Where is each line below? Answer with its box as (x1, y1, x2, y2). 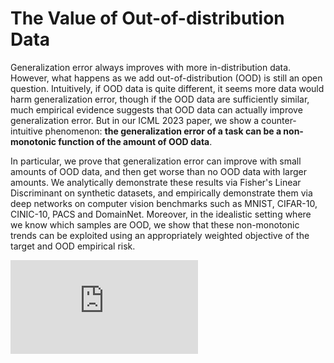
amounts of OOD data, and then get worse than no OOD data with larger (10, 165, 308, 177)
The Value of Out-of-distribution (10, 7, 285, 30)
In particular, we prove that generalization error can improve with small (10, 155, 302, 167)
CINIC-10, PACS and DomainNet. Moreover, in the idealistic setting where (10, 208, 312, 220)
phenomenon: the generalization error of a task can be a (44, 125, 282, 137)
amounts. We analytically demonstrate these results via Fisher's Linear (10, 176, 302, 188)
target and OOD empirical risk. (10, 240, 136, 252)
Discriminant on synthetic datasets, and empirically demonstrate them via (10, 187, 313, 199)
